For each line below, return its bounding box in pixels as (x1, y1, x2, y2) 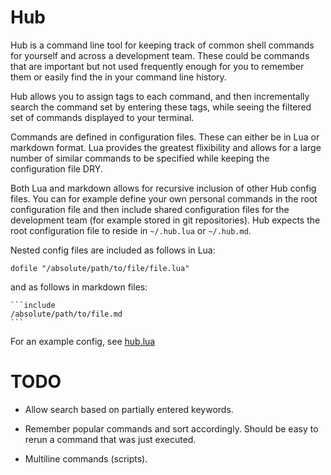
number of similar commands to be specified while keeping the (10, 152, 270, 164)
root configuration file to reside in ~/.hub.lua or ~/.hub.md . (10, 224, 252, 236)
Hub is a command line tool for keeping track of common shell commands (10, 39, 315, 51)
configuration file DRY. (10, 162, 103, 175)
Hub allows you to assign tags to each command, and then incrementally (10, 90, 310, 102)
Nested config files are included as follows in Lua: (10, 244, 216, 256)
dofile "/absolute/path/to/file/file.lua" (10, 263, 190, 273)
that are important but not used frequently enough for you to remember (10, 60, 305, 72)
